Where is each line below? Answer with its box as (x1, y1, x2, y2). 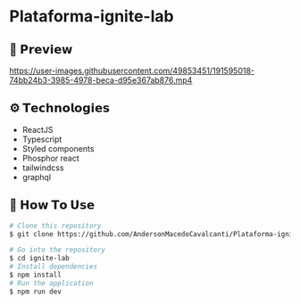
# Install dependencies (9, 262, 98, 271)
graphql (21, 171, 52, 182)
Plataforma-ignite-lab (9, 6, 174, 27)
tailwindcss (21, 162, 64, 173)
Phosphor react (21, 152, 80, 163)
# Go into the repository (9, 245, 105, 255)
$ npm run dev (9, 287, 62, 296)
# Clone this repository (9, 221, 102, 230)
